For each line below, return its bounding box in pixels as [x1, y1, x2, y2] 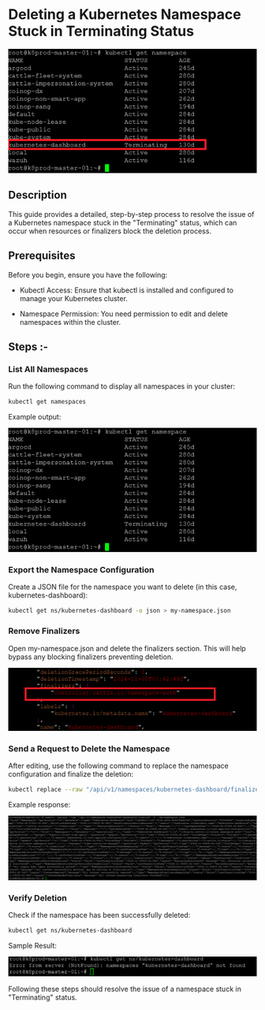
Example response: [8, 800, 71, 810]
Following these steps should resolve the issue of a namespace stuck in [8, 984, 242, 993]
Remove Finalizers [8, 625, 80, 636]
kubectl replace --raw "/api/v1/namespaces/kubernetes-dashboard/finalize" [8, 786, 263, 794]
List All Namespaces [8, 363, 88, 375]
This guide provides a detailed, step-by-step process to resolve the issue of [8, 209, 255, 218]
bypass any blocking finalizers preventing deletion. [8, 652, 174, 662]
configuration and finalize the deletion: [8, 770, 134, 779]
